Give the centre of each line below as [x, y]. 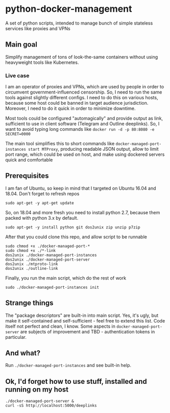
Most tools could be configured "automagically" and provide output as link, [84, 119]
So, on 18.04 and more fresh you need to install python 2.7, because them [83, 212]
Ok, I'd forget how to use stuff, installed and [76, 381]
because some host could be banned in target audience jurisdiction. [77, 103]
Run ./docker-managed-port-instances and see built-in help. [68, 365]
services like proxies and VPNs [38, 28]
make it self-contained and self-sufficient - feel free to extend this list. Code [85, 320]
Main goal [21, 45]
